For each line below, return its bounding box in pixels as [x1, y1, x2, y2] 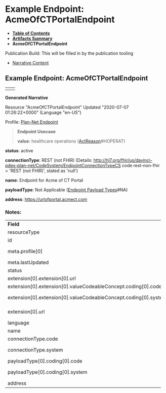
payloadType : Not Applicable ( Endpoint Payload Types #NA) [5, 186, 128, 193]
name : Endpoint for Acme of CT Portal [5, 177, 83, 183]
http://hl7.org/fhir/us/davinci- [93, 157, 153, 163]
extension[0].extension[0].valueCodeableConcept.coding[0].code [7, 283, 162, 290]
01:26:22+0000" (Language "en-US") [5, 109, 82, 115]
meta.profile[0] [7, 248, 43, 255]
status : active [5, 147, 34, 153]
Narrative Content [12, 60, 49, 66]
